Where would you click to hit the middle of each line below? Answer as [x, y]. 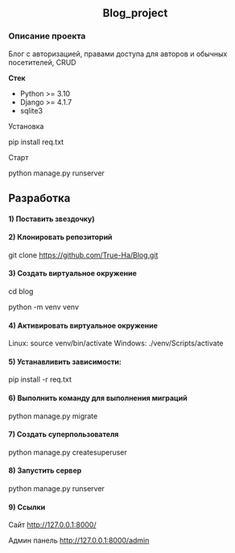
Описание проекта [47, 36]
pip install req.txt [36, 142]
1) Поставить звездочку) [52, 219]
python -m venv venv [43, 307]
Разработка [39, 198]
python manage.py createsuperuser [68, 452]
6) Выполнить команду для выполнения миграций [98, 398]
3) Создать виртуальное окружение [72, 274]
